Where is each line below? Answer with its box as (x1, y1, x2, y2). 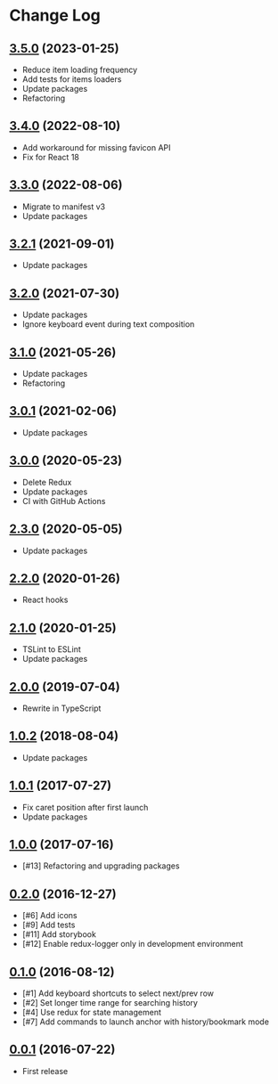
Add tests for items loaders (21, 74, 122, 85)
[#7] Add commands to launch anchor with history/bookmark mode (21, 1016, 270, 1027)
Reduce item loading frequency (21, 64, 138, 75)
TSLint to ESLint (21, 644, 82, 655)
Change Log (9, 5, 101, 26)
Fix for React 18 (21, 151, 80, 162)
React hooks (21, 594, 69, 606)
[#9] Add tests (21, 919, 76, 931)
